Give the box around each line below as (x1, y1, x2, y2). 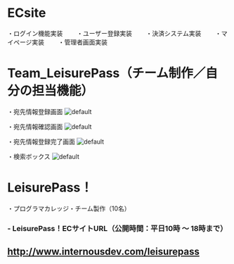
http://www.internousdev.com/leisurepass (7, 246, 200, 258)
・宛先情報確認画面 (7, 122, 63, 131)
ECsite (7, 5, 46, 21)
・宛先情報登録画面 (7, 107, 63, 115)
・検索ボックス (7, 152, 51, 161)
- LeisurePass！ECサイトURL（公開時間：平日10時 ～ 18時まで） (7, 223, 228, 233)
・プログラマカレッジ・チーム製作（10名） (7, 204, 131, 213)
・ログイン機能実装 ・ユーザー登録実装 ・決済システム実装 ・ (7, 29, 222, 37)
